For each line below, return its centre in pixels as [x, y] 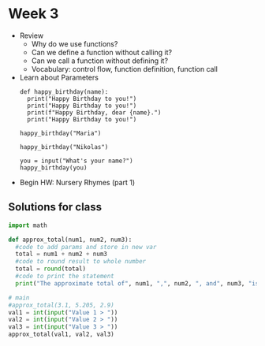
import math [28, 225]
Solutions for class [55, 207]
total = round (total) [51, 269]
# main [19, 298]
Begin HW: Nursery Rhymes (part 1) [77, 182]
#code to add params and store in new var [86, 247]
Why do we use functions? [75, 43]
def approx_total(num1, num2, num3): [70, 240]
